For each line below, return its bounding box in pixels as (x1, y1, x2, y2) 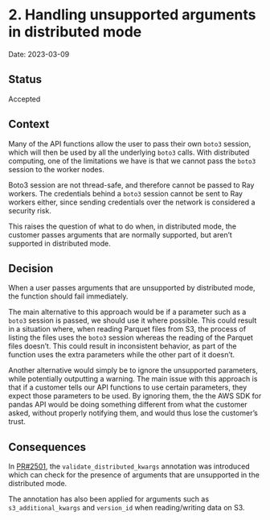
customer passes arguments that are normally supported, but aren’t (8, 229, 233, 239)
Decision (8, 262, 54, 275)
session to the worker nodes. (8, 164, 104, 174)
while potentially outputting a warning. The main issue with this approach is (8, 374, 258, 384)
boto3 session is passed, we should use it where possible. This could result (8, 316, 257, 325)
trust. (8, 417, 27, 427)
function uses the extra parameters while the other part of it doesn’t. (8, 350, 235, 360)
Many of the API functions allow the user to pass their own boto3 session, (8, 138, 252, 148)
